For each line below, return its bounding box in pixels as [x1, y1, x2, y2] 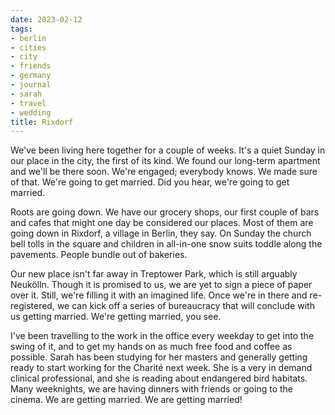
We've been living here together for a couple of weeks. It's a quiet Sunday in [10, 144, 326, 156]
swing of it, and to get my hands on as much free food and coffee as [10, 341, 293, 353]
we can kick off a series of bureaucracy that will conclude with [56, 300, 315, 312]
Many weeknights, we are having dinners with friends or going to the [10, 383, 293, 395]
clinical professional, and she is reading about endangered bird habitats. [10, 372, 308, 385]
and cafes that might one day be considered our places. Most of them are [10, 217, 314, 229]
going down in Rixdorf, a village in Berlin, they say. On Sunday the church [10, 227, 312, 240]
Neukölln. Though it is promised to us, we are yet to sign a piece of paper [10, 279, 313, 291]
